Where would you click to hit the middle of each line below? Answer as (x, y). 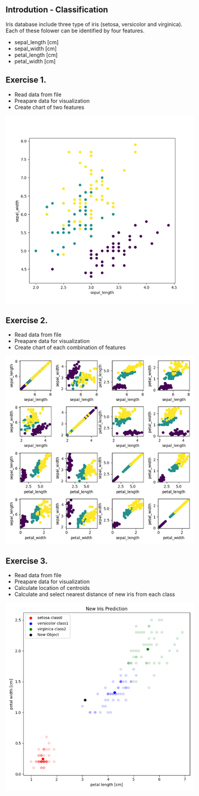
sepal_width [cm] (36, 48)
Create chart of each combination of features (70, 348)
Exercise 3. (27, 561)
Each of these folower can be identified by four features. (75, 30)
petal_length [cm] (36, 55)
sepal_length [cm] (36, 42)
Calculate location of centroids (52, 588)
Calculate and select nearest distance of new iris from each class (95, 595)
